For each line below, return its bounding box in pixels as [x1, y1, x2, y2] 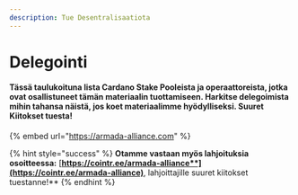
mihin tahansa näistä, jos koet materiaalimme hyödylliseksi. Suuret [9, 101, 265, 112]
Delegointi [9, 51, 88, 72]
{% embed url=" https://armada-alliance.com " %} [9, 131, 191, 142]
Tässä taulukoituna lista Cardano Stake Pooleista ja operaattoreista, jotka [9, 82, 289, 93]
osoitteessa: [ [9, 158, 62, 169]
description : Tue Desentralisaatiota [9, 13, 151, 22]
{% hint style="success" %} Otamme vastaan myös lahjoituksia [9, 148, 250, 159]
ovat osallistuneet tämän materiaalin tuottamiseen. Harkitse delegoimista [9, 92, 289, 102]
